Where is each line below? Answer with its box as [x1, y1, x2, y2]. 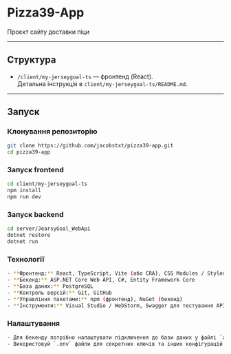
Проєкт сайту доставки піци [7, 28, 90, 36]
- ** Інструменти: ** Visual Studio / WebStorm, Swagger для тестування [7, 302, 214, 309]
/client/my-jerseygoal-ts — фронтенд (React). [16, 72, 153, 81]
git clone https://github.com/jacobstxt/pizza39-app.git [7, 143, 174, 149]
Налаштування [7, 318, 60, 328]
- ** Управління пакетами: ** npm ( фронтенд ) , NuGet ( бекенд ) [7, 295, 184, 302]
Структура [7, 54, 56, 66]
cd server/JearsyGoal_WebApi [7, 225, 91, 232]
